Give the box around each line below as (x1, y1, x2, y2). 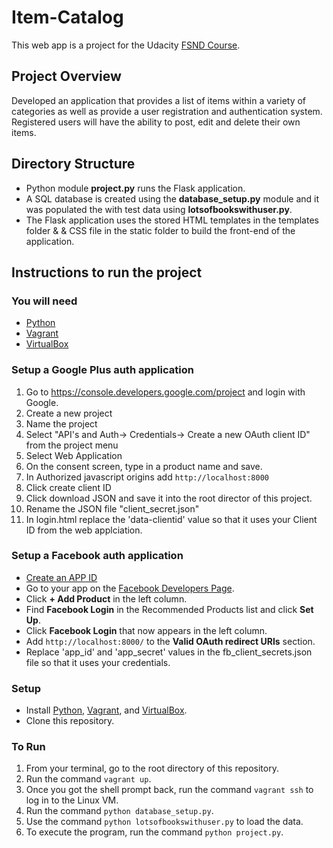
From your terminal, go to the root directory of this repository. (25, 762, 279, 775)
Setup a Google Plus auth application (11, 363, 194, 377)
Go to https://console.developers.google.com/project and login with (25, 386, 306, 398)
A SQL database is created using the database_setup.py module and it (25, 192, 320, 205)
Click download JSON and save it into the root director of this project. (25, 492, 313, 504)
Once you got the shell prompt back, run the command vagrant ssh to (25, 784, 314, 796)
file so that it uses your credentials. (25, 656, 171, 668)
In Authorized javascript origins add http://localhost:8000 (25, 471, 269, 483)
